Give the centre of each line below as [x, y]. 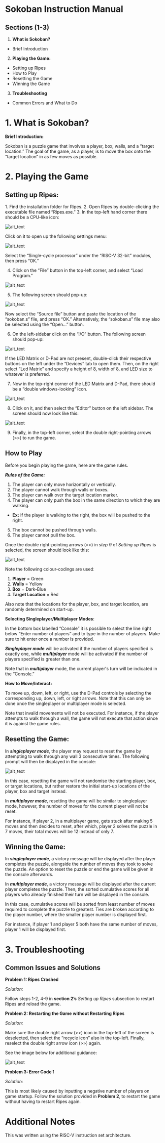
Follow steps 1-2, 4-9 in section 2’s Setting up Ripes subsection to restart [80, 999]
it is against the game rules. [33, 723]
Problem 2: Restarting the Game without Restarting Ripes [65, 1013]
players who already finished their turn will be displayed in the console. [77, 895]
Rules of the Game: [25, 475]
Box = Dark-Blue [29, 589]
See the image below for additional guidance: [51, 1053]
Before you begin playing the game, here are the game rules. [67, 465]
